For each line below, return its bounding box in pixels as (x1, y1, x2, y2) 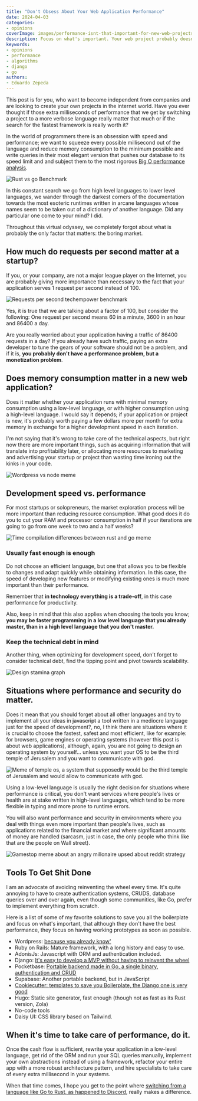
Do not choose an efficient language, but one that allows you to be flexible (6, 562, 187, 570)
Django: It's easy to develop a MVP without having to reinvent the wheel (14, 956, 190, 963)
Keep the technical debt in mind (6, 638, 99, 646)
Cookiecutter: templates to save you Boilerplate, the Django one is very (14, 981, 187, 989)
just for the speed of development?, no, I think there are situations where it (6, 723, 187, 730)
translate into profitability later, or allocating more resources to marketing (6, 447, 184, 455)
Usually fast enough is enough (6, 549, 95, 557)
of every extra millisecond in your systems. (6, 1071, 111, 1078)
